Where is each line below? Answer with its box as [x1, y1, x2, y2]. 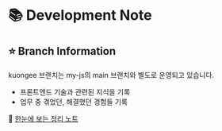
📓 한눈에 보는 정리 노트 [8, 114, 78, 123]
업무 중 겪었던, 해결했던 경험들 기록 [19, 97, 128, 106]
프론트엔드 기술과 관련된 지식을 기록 [19, 87, 131, 96]
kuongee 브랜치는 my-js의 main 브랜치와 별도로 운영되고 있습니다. [8, 71, 215, 79]
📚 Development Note [8, 6, 152, 25]
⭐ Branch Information [8, 44, 117, 58]
